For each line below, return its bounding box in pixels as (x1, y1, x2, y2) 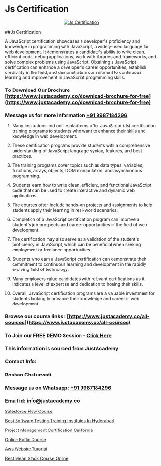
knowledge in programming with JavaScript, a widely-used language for (5, 43, 149, 49)
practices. (12, 153, 32, 159)
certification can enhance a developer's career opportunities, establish (5, 64, 147, 70)
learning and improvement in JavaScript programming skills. (5, 74, 125, 80)
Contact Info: (5, 358, 37, 365)
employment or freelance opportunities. (12, 247, 92, 252)
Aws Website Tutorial (5, 446, 47, 452)
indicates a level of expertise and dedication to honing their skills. (12, 281, 143, 287)
